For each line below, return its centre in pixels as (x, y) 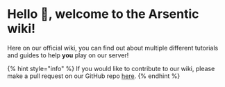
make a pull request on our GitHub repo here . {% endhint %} (94, 76)
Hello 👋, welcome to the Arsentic (103, 14)
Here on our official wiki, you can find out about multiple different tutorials (113, 48)
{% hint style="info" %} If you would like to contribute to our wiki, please (111, 68)
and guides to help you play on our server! (68, 55)
